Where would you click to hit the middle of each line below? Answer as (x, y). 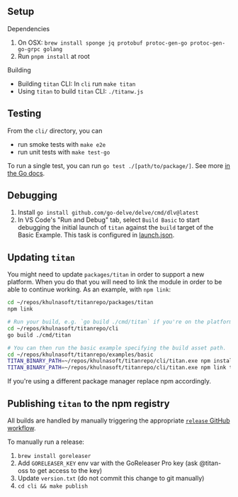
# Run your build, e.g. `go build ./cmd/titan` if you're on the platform (120, 322)
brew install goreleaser (54, 456)
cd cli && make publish (53, 486)
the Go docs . (26, 173)
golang (53, 49)
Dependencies (29, 28)
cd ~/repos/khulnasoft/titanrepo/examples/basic (80, 354)
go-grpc (29, 49)
